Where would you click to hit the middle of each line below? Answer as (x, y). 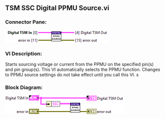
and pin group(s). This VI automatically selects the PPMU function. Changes (83, 69)
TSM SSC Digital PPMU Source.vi (57, 8)
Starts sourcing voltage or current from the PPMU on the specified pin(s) (79, 64)
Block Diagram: (24, 87)
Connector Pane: (26, 22)
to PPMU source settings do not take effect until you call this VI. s (72, 74)
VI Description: (24, 54)
